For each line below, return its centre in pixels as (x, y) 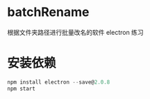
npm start (22, 89)
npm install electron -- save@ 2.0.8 (59, 82)
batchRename (48, 12)
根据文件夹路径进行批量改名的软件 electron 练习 (75, 32)
